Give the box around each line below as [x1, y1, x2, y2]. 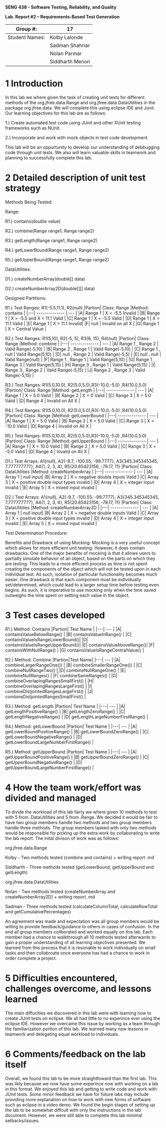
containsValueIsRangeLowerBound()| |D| [5, 637, 88, 643]
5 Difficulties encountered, [5, 972, 118, 984]
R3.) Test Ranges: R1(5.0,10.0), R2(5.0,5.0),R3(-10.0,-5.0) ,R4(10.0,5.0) [5, 382, 147, 388]
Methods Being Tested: [5, 199, 53, 205]
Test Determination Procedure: [5, 530, 68, 536]
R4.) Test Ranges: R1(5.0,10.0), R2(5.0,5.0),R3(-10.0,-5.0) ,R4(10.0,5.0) [5, 407, 147, 413]
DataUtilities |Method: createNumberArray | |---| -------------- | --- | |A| [5, 469, 153, 475]
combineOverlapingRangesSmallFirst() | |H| [5, 678, 94, 684]
